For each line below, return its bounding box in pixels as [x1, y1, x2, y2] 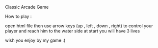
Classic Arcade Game [5, 4, 49, 10]
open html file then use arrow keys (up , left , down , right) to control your [5, 23, 153, 29]
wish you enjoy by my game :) [5, 37, 66, 43]
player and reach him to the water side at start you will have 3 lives [5, 28, 140, 33]
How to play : [5, 14, 32, 19]
